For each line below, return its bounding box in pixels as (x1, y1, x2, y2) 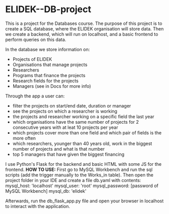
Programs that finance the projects (12, 72, 86, 78)
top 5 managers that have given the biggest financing (12, 151, 125, 157)
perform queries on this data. (5, 37, 66, 43)
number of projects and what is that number (12, 146, 105, 152)
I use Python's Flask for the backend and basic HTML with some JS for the (5, 161, 162, 167)
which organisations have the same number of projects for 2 (12, 119, 139, 125)
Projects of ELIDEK (12, 56, 52, 62)
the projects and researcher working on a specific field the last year (12, 113, 155, 120)
